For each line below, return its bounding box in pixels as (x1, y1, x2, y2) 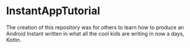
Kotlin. (6, 36, 22, 43)
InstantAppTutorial (6, 4, 101, 18)
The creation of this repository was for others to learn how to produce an (6, 24, 185, 31)
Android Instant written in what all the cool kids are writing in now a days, (6, 30, 185, 37)
